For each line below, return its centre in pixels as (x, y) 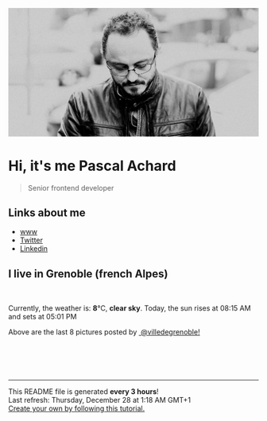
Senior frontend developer (71, 187)
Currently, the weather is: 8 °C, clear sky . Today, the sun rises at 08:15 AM (130, 308)
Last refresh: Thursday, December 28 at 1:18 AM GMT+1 (100, 400)
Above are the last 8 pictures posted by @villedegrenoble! (104, 332)
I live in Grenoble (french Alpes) (88, 274)
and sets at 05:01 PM (43, 317)
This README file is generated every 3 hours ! (83, 392)
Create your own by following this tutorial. (77, 408)
